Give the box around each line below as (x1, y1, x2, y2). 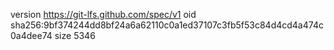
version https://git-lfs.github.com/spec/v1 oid (10, 9, 197, 20)
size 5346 (54, 30, 96, 41)
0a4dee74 (10, 30, 53, 41)
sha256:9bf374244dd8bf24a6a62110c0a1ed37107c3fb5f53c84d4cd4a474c (10, 19, 324, 31)
